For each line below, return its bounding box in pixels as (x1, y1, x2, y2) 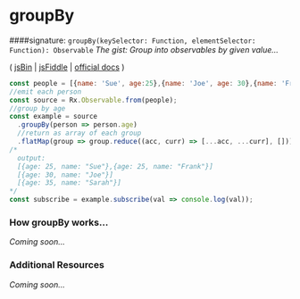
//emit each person (9, 87, 82, 96)
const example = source (9, 112, 98, 121)
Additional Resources (9, 259, 104, 271)
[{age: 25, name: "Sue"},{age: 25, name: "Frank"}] (17, 162, 214, 170)
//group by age (9, 104, 66, 112)
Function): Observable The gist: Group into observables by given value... (9, 44, 279, 54)
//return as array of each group (17, 129, 142, 138)
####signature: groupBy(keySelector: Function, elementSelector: (9, 35, 256, 46)
